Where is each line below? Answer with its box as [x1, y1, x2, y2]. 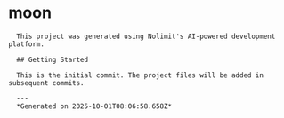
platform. [8, 39, 45, 49]
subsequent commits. [8, 78, 85, 87]
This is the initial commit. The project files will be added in [16, 70, 264, 80]
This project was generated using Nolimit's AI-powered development [16, 32, 276, 41]
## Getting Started [16, 55, 89, 64]
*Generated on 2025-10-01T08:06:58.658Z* [16, 101, 173, 111]
